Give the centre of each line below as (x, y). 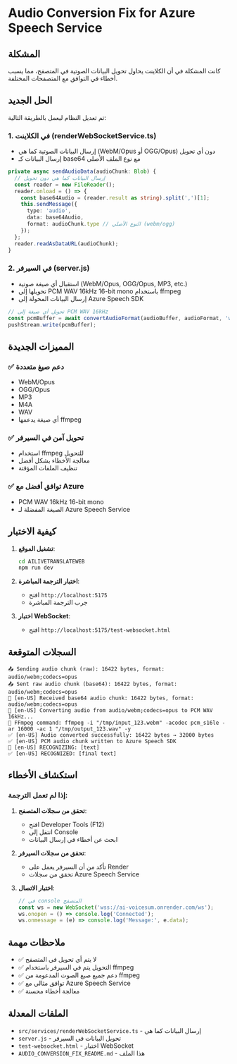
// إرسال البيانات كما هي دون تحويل (60, 178)
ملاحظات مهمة (37, 942)
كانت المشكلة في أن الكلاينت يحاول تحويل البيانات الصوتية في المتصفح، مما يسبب (114, 71)
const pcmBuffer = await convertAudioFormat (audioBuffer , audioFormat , (115, 318)
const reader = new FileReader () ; (65, 185)
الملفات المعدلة (38, 1014)
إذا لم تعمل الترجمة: (38, 795)
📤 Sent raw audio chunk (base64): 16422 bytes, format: (93, 684)
